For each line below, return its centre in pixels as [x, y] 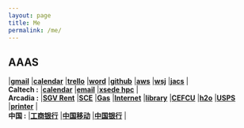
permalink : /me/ [35, 30]
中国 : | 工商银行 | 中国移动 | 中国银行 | [67, 116]
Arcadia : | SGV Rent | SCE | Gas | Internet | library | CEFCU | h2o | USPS [122, 98]
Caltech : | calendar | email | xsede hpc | [73, 90]
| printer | [23, 107]
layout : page [30, 15]
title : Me [25, 23]
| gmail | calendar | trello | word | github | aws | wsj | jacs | [98, 81]
